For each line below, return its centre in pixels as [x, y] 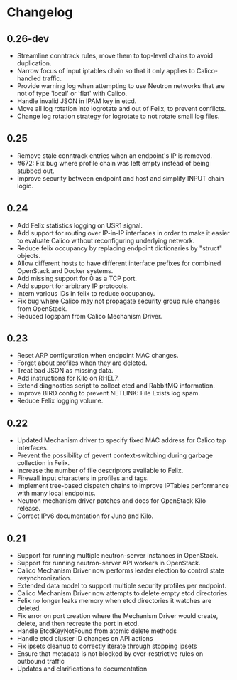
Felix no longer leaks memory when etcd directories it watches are [114, 601]
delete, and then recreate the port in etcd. [78, 624]
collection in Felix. [43, 463]
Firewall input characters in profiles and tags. [83, 478]
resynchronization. [44, 578]
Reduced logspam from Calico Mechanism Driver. [89, 316]
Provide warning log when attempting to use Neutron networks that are [121, 86]
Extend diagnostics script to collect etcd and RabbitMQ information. [116, 386]
